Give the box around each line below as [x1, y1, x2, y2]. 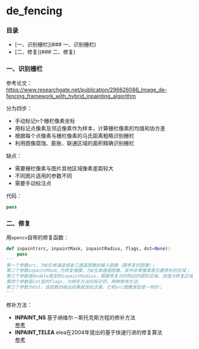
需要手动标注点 [14, 179, 52, 186]
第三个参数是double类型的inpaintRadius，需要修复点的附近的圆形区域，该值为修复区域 [6, 273, 194, 280]
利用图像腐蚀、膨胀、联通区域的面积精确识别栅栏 [14, 139, 134, 147]
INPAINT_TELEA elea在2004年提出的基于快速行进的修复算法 [14, 328, 163, 336]
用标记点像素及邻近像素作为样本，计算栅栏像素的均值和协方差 [14, 125, 166, 132]
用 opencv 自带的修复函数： [6, 233, 69, 241]
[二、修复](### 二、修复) [14, 49, 76, 56]
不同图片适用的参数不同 [14, 172, 72, 179]
